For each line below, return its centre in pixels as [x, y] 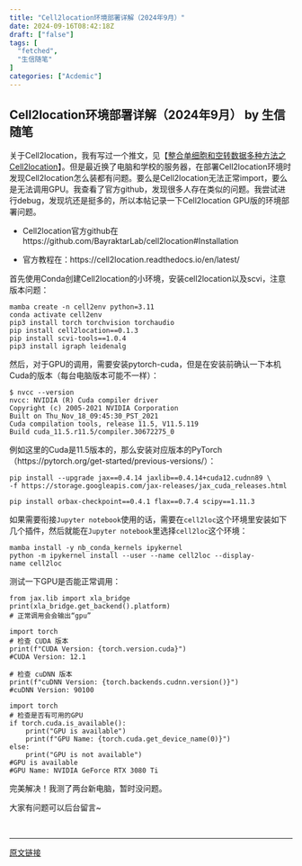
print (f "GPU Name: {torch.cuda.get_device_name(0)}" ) [128, 739]
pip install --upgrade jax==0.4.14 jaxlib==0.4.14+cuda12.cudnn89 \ [140, 478]
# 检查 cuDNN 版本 [41, 674]
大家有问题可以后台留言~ [55, 807]
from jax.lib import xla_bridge [70, 598]
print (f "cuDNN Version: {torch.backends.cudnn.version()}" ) [124, 682]
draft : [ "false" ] [42, 34]
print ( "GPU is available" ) [76, 731]
